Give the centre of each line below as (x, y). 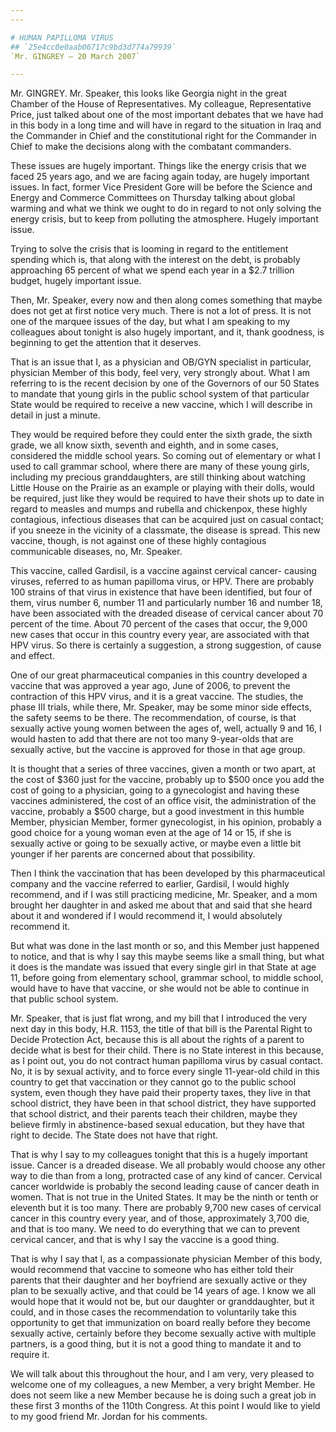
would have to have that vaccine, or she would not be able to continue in (160, 988)
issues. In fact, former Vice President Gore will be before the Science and (161, 187)
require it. (30, 1355)
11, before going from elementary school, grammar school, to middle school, (167, 978)
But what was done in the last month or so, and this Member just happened (165, 946)
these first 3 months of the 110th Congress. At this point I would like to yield (165, 1406)
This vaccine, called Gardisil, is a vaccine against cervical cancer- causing (163, 571)
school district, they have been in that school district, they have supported (163, 1103)
